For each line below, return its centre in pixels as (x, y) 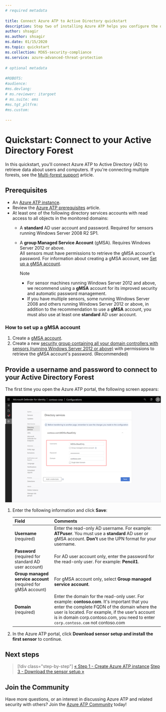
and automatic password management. (67, 293)
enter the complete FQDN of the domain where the (105, 607)
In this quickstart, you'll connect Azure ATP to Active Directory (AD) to (77, 164)
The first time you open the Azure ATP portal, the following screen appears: (82, 389)
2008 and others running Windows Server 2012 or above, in (88, 304)
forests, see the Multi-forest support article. (50, 175)
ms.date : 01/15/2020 (26, 42)
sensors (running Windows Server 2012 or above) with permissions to (83, 349)
